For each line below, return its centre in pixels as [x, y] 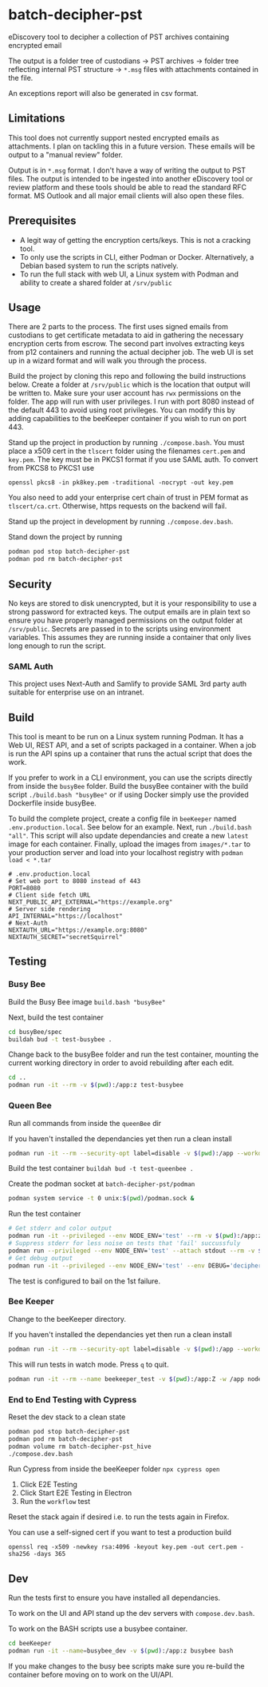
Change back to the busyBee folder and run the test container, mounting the [134, 1054]
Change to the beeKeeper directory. [67, 1319]
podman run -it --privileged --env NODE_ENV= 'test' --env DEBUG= [119, 1265]
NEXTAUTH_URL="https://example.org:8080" [78, 930]
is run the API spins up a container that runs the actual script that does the [130, 754]
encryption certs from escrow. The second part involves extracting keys [126, 344]
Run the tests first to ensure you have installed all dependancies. [114, 1598]
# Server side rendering [49, 909]
